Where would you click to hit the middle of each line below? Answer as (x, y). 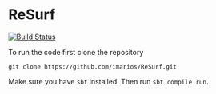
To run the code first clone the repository (76, 52)
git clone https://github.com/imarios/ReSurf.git (93, 67)
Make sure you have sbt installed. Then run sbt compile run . (108, 81)
